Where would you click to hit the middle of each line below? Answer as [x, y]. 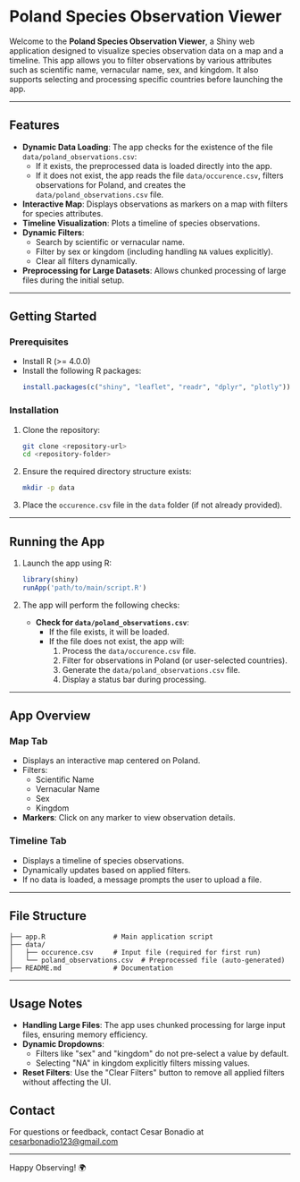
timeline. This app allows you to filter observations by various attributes [141, 60]
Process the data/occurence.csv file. [129, 651]
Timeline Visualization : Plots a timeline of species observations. [141, 223]
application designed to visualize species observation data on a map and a [146, 50]
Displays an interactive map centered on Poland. [111, 761]
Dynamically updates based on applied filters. [106, 870]
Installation [34, 411]
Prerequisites [39, 342]
